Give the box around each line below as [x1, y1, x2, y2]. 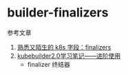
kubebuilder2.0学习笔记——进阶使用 [17, 52, 121, 60]
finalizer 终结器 [27, 60, 70, 68]
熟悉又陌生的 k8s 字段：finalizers [17, 43, 111, 51]
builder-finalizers [7, 5, 109, 21]
